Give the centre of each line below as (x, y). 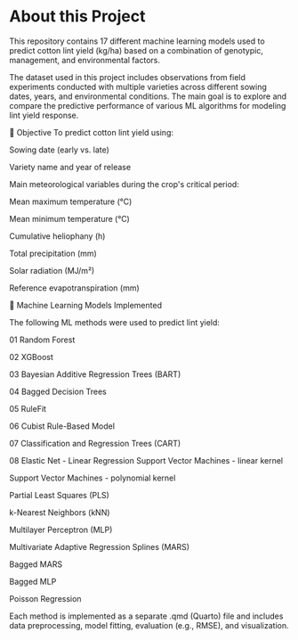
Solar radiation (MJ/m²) (52, 270)
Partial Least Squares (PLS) (59, 495)
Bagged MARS (36, 564)
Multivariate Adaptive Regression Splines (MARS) (99, 546)
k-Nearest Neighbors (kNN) (60, 512)
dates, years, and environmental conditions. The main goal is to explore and (148, 96)
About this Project (77, 16)
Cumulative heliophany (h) (57, 236)
